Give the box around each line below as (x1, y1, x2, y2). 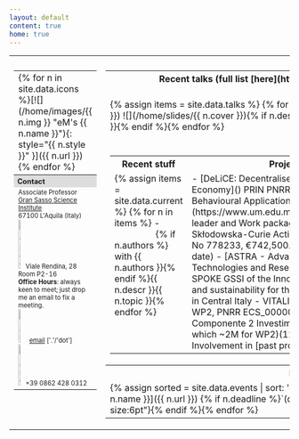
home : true (9, 29, 50, 38)
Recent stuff (121, 158, 176, 170)
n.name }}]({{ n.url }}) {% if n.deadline (109, 393, 267, 405)
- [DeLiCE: (190, 173, 238, 185)
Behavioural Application (190, 195, 291, 207)
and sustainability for (190, 284, 279, 297)
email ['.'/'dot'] (28, 336, 73, 345)
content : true (9, 21, 62, 30)
